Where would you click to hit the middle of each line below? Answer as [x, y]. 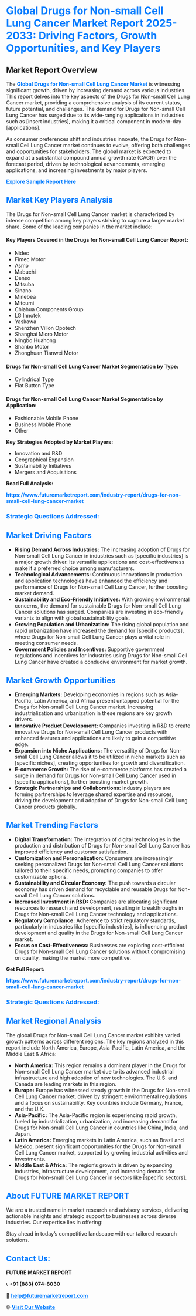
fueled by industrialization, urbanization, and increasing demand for [96, 1121]
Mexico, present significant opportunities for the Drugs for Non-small [98, 1146]
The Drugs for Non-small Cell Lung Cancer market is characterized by [90, 214]
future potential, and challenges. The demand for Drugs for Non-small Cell [96, 109]
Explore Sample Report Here [41, 181]
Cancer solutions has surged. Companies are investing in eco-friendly [99, 612]
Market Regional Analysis [54, 1021]
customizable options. [41, 876]
